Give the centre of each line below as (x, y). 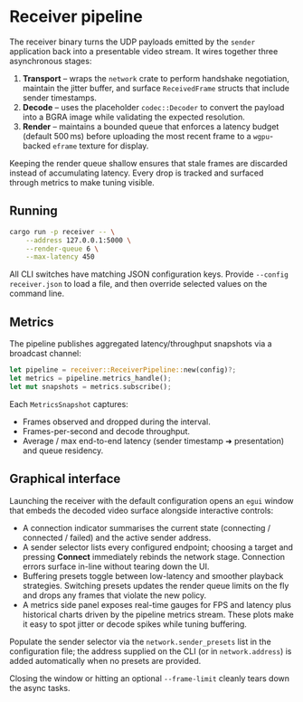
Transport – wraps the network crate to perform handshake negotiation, (156, 78)
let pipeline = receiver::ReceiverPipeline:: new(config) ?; (123, 370)
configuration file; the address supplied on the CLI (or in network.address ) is (151, 651)
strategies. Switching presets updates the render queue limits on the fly (156, 585)
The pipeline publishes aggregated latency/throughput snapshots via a (141, 344)
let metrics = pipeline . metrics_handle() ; (90, 378)
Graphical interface (65, 479)
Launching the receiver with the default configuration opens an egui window (151, 500)
